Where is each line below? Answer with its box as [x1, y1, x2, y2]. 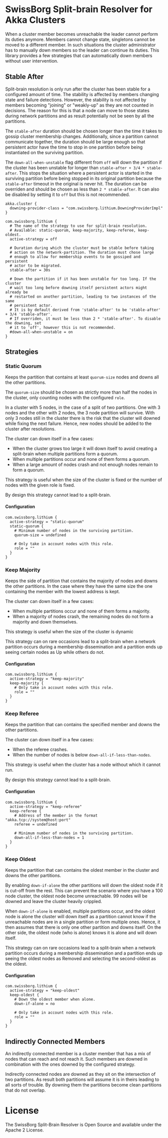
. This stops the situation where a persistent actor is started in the [16, 170, 152, 176]
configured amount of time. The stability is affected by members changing [5, 91, 159, 97]
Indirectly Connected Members [5, 1037, 105, 1046]
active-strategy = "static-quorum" [10, 519, 85, 524]
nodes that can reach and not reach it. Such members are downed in [5, 1056, 148, 1062]
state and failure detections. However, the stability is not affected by [5, 97, 147, 103]
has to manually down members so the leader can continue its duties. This [5, 47, 159, 53]
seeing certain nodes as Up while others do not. [5, 649, 105, 655]
